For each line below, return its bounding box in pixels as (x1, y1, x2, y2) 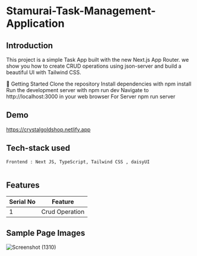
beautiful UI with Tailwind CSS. (6, 69, 82, 75)
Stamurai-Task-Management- (6, 4, 156, 18)
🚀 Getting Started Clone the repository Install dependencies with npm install (6, 80, 192, 87)
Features (6, 180, 40, 191)
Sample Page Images (6, 227, 85, 238)
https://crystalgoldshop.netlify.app (6, 126, 91, 133)
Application (6, 17, 65, 30)
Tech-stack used (6, 143, 70, 153)
